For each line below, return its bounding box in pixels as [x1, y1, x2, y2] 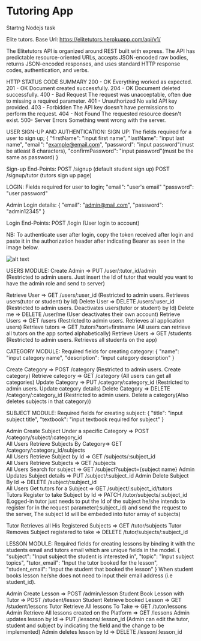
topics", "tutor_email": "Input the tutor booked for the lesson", [6, 559, 158, 566]
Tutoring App [6, 4, 74, 18]
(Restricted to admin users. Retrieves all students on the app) [6, 336, 157, 343]
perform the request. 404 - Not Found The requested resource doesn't [6, 110, 182, 117]
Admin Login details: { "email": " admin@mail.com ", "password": [6, 201, 164, 208]
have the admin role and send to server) [6, 279, 105, 287]
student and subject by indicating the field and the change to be [6, 622, 165, 629]
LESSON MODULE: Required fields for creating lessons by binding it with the [6, 539, 195, 547]
